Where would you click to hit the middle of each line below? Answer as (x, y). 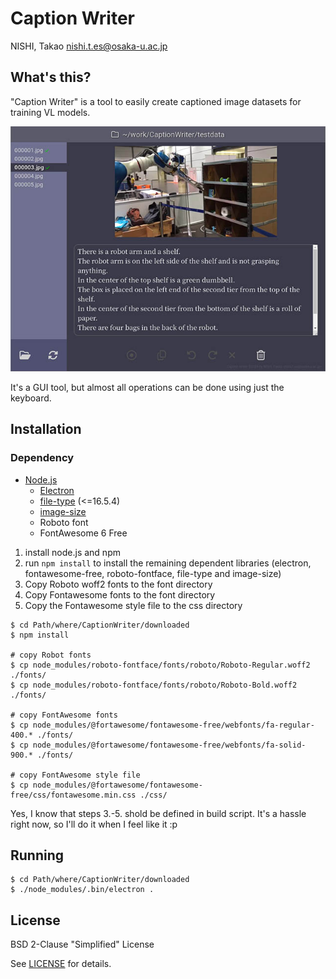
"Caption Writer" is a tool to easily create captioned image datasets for (156, 101)
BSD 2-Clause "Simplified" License (82, 944)
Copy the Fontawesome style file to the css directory (133, 605)
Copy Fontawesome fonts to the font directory (120, 594)
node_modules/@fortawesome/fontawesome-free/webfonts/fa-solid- (169, 745)
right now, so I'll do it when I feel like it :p (94, 824)
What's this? (51, 77)
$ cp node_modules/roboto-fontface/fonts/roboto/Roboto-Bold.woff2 (154, 685)
